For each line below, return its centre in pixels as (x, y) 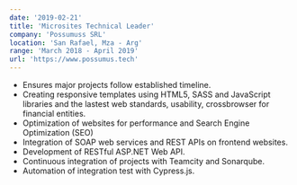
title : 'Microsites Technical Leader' (82, 26)
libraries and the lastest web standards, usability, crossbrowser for (146, 104)
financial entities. (54, 114)
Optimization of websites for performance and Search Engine (136, 123)
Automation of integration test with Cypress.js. (108, 171)
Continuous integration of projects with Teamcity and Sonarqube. (144, 161)
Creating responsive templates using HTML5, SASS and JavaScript (147, 94)
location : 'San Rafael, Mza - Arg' (76, 43)
